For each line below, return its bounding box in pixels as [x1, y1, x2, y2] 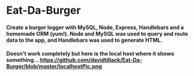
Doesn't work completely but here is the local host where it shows [6, 50, 174, 57]
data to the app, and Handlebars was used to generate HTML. [6, 37, 163, 44]
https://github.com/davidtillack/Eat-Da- [40, 56, 142, 63]
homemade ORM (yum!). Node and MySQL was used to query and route [6, 30, 189, 37]
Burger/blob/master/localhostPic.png [6, 63, 102, 70]
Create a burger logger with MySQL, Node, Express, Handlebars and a [6, 23, 184, 31]
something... [6, 56, 39, 63]
